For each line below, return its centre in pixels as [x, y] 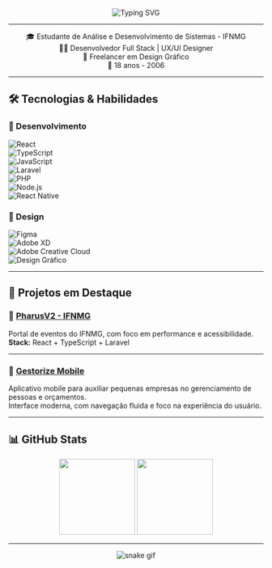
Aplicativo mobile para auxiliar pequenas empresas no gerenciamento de [130, 388]
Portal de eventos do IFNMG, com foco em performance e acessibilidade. [131, 333]
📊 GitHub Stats [48, 440]
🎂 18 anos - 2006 [136, 65]
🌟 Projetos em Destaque [70, 293]
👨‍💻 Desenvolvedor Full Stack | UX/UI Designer [136, 48]
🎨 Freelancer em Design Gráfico [136, 57]
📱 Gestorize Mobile [47, 371]
